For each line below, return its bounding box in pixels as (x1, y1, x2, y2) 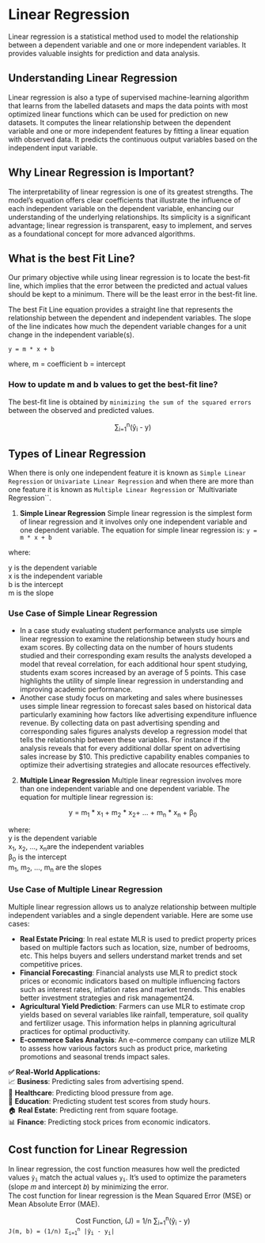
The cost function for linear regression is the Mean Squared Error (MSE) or (8, 1191, 252, 1200)
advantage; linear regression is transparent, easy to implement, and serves (8, 220, 252, 230)
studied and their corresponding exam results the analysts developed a (19, 651, 252, 661)
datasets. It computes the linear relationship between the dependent (8, 117, 231, 127)
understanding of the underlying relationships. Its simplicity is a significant (8, 212, 251, 222)
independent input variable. (8, 142, 98, 152)
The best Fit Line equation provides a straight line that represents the (8, 305, 233, 314)
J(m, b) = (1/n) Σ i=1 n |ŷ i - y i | (8, 1226, 115, 1237)
